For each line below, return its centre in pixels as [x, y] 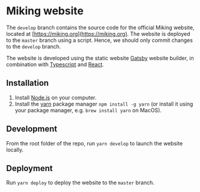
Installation [27, 83]
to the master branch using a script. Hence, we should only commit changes [99, 40]
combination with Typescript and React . [55, 64]
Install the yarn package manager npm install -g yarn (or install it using [104, 104]
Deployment [30, 168]
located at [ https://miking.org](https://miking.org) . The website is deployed [98, 33]
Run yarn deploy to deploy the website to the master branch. [80, 182]
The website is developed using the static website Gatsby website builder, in [100, 58]
